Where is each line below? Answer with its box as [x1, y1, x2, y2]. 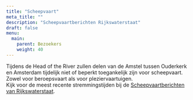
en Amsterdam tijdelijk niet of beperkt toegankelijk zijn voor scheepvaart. [6, 68, 184, 76]
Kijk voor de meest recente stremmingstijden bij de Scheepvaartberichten [6, 81, 185, 88]
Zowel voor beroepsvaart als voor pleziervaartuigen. [6, 75, 134, 82]
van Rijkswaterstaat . [6, 87, 55, 94]
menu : [6, 30, 19, 36]
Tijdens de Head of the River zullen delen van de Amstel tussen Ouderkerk [6, 63, 187, 70]
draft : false [6, 25, 38, 31]
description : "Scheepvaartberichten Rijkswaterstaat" [6, 19, 141, 25]
